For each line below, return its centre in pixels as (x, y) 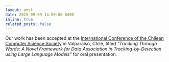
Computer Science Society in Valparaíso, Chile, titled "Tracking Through (81, 44)
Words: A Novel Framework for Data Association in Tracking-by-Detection (83, 49)
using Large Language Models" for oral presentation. (61, 54)
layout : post (19, 10)
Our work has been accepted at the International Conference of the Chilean (85, 38)
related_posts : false (28, 24)
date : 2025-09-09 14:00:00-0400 (40, 15)
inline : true (19, 19)
